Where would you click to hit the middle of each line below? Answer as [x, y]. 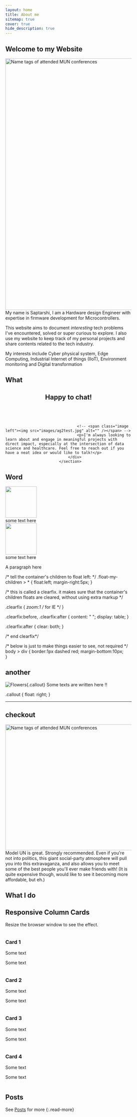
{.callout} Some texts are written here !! [67, 684]
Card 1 [13, 942]
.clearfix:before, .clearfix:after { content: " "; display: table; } [67, 616]
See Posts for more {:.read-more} [40, 1109]
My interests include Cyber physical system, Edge [57, 353]
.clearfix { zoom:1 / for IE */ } [34, 607]
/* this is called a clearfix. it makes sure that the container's [66, 592]
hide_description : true [30, 29]
